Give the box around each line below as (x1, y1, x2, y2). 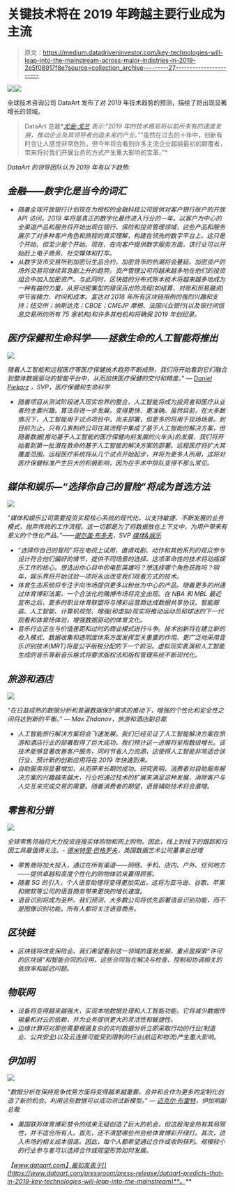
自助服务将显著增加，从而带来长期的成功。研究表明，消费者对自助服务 (17, 765, 220, 773)
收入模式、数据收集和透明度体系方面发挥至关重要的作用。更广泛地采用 (17, 633, 220, 642)
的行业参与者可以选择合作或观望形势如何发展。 (17, 1146, 152, 1155)
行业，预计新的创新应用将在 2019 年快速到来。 (17, 756, 151, 764)
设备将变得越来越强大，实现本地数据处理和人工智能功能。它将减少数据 (17, 1006, 220, 1015)
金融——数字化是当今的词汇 (7, 186, 127, 198)
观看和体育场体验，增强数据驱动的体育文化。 (17, 616, 146, 625)
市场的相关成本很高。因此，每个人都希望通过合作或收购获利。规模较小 (23, 1138, 225, 1146)
